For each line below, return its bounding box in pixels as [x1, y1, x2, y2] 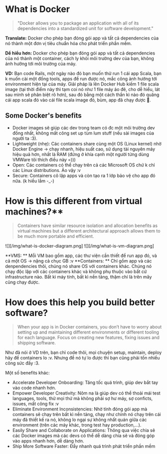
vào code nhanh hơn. [12, 384, 56, 390]
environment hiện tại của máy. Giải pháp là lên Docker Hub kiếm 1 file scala [5, 81, 159, 87]
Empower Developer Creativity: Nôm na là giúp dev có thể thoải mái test [12, 390, 161, 396]
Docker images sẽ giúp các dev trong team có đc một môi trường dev [12, 124, 156, 130]
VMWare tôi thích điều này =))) [12, 156, 76, 162]
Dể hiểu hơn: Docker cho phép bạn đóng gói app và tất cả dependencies [5, 50, 156, 56]
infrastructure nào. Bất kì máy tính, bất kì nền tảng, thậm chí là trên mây [5, 273, 152, 279]
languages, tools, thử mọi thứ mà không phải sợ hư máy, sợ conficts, [12, 395, 153, 401]
